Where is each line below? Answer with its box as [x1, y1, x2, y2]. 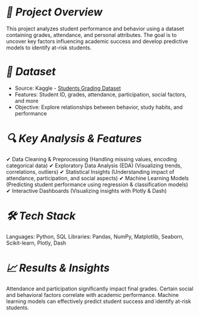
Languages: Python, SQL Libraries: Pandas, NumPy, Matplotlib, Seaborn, [6, 233, 184, 240]
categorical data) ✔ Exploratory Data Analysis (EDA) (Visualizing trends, [6, 162, 182, 169]
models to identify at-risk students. [6, 44, 92, 51]
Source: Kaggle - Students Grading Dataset [14, 85, 121, 92]
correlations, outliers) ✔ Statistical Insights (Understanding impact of [6, 168, 175, 175]
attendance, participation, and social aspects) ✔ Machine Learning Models [6, 174, 189, 182]
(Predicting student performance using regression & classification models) [6, 181, 188, 188]
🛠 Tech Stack [6, 209, 76, 223]
